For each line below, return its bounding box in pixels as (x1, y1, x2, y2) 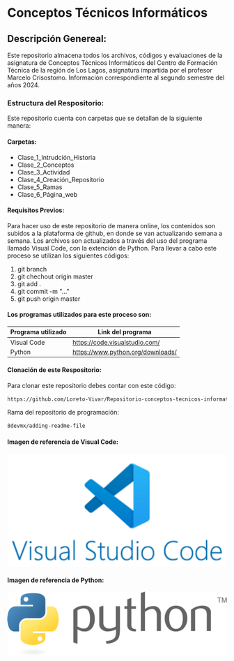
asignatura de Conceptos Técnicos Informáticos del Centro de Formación (7, 59, 218, 67)
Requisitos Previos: (7, 206, 65, 214)
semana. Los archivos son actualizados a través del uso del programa (7, 236, 208, 245)
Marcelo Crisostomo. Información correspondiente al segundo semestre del (7, 73, 225, 82)
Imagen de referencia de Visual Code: (7, 438, 119, 446)
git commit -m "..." (17, 287, 70, 295)
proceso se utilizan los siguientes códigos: (7, 251, 130, 260)
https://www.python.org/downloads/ (72, 348, 178, 356)
